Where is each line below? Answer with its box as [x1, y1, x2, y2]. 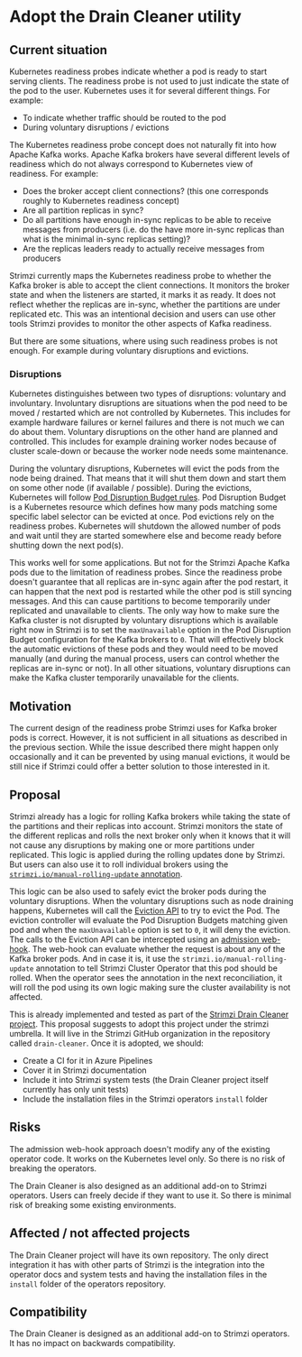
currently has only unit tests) [22, 1084, 129, 1094]
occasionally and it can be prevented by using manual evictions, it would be [9, 752, 290, 762]
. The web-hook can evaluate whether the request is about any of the [27, 943, 286, 954]
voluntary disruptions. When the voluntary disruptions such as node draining [9, 895, 294, 906]
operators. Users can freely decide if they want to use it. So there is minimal [9, 1189, 291, 1201]
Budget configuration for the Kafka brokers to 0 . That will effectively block [9, 634, 284, 645]
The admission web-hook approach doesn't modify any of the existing [9, 1143, 270, 1154]
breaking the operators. [9, 1162, 97, 1174]
